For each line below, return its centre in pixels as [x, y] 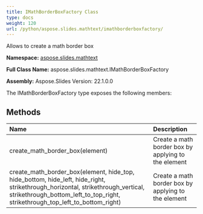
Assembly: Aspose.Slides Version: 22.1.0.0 [60, 81]
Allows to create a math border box [50, 46]
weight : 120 [21, 23]
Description [170, 129]
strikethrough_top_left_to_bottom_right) [65, 202]
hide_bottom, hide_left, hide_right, [57, 179]
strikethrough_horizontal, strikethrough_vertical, [77, 187]
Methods [24, 112]
